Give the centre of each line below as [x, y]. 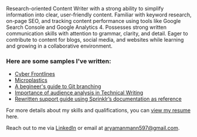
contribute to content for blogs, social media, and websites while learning [95, 40]
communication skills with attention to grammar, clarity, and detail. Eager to [97, 34]
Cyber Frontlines [35, 74]
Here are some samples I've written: [59, 61]
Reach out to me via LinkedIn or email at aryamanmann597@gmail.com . [93, 128]
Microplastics [31, 80]
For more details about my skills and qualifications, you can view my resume [98, 111]
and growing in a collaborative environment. [59, 46]
